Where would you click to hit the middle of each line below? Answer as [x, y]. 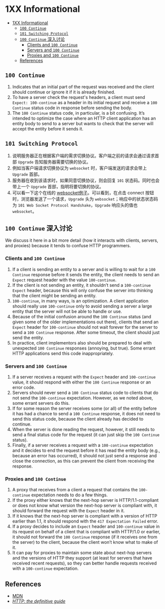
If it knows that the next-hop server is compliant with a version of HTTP [85, 516]
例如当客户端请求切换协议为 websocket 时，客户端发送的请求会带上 [80, 168]
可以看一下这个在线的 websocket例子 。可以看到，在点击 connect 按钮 [83, 193]
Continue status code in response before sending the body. [72, 108]
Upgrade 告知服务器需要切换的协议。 [54, 162]
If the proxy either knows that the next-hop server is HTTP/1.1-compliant [85, 500]
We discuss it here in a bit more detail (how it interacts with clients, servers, [82, 240]
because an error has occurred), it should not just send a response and [84, 455]
